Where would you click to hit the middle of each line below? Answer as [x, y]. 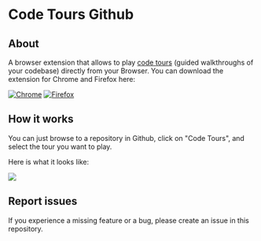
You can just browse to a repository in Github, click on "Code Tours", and [127, 138]
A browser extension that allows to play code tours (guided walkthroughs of [131, 62]
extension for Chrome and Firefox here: [72, 79]
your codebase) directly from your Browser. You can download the [116, 71]
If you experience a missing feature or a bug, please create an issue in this [129, 220]
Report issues [43, 201]
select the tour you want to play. [60, 146]
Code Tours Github [71, 15]
